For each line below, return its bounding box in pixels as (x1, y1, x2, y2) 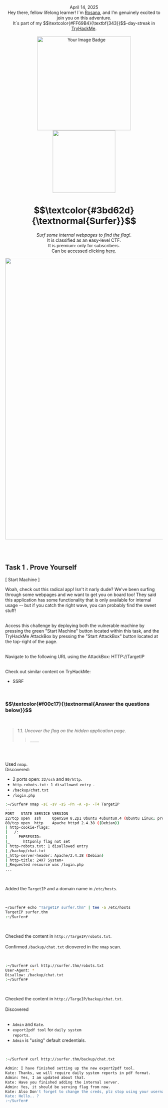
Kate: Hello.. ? (5, 1093, 39, 1099)
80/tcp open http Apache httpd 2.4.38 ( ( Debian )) (5, 820, 120, 825)
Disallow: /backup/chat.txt (5, 972, 64, 977)
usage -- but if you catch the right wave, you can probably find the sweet (5, 602, 156, 608)
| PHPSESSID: (5, 834, 41, 840)
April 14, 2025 (69, 5, 98, 10)
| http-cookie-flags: (5, 825, 50, 830)
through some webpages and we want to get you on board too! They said (5, 592, 156, 598)
